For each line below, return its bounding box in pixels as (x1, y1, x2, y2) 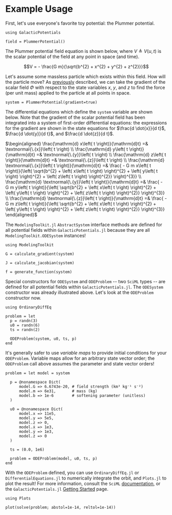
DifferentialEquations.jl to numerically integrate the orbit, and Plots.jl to (5, 475, 167, 481)
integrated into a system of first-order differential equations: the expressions (5, 119, 167, 126)
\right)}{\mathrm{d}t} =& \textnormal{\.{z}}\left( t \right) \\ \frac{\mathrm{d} (5, 157, 165, 163)
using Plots (5, 495, 31, 501)
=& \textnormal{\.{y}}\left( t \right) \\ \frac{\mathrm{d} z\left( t (36, 151, 166, 157)
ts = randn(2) (10, 327, 40, 332)
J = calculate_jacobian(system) (5, 260, 74, 265)
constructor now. (5, 295, 42, 301)
